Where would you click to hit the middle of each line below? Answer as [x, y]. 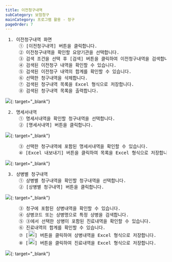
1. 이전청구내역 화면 [30, 40]
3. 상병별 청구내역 [28, 174]
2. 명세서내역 [23, 112]
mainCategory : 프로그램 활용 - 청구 [40, 19]
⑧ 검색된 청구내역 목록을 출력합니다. [59, 91]
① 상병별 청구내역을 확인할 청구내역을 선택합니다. [72, 181]
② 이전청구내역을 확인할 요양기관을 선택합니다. [69, 52]
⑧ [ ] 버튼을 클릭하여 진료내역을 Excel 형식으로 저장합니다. [88, 243]
